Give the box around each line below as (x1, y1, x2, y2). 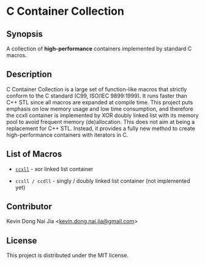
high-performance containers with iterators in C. (6, 131, 129, 139)
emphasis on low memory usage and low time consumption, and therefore (6, 105, 194, 112)
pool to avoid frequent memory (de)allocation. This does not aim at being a (6, 118, 195, 125)
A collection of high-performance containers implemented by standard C (6, 45, 192, 52)
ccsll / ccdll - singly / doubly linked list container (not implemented (15, 177, 191, 185)
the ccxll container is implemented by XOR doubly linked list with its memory (6, 112, 199, 119)
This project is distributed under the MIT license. (6, 252, 129, 259)
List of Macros (6, 149, 62, 159)
